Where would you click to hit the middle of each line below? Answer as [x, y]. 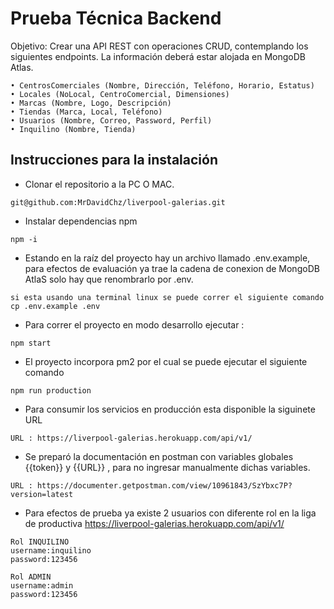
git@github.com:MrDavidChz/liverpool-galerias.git [118, 202]
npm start [31, 343]
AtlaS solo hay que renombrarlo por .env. [109, 279]
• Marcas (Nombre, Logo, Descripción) [91, 103]
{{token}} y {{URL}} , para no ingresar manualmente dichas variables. [167, 467]
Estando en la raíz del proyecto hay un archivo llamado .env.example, [167, 258]
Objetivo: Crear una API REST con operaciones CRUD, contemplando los [159, 46]
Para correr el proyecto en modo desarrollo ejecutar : [134, 324]
